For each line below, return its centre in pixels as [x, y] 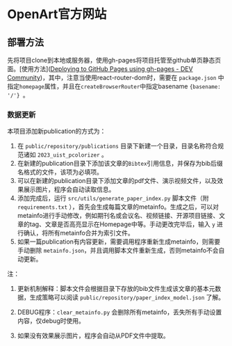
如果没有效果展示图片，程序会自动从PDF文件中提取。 [93, 336]
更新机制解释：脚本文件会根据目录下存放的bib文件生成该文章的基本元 [116, 289]
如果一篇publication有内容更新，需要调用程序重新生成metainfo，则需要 [119, 242]
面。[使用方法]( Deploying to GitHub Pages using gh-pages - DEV [100, 69]
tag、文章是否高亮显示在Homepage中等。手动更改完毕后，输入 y [122, 224]
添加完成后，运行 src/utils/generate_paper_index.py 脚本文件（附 [113, 198]
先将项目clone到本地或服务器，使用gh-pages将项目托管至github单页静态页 [114, 60]
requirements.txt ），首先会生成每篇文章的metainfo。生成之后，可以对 [118, 207]
